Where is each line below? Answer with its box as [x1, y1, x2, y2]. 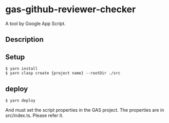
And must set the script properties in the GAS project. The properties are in [5, 107, 164, 113]
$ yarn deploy [5, 98, 36, 103]
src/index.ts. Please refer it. [5, 112, 64, 118]
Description [5, 35, 44, 44]
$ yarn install [5, 66, 38, 71]
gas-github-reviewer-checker [5, 4, 136, 15]
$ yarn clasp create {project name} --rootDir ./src [5, 70, 121, 76]
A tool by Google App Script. [5, 20, 66, 27]
